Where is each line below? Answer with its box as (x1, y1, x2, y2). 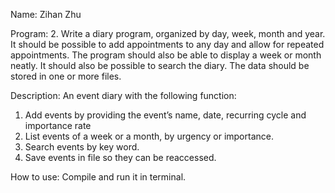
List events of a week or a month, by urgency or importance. (24, 130, 274, 142)
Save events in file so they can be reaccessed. (24, 152, 217, 163)
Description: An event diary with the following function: (10, 90, 237, 101)
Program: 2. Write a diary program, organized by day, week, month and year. (10, 28, 326, 39)
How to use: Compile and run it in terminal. (10, 171, 187, 183)
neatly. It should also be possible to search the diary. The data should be (10, 60, 310, 71)
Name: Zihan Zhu (10, 9, 82, 20)
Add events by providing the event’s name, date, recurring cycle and (24, 109, 307, 121)
